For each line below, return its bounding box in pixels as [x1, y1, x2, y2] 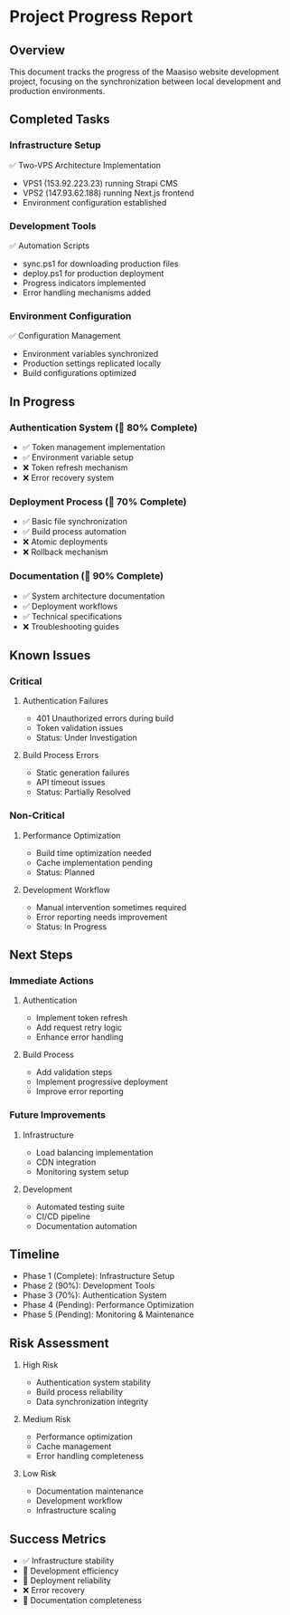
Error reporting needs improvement [35, 911, 168, 922]
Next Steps [9, 947, 73, 962]
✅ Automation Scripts [9, 240, 90, 251]
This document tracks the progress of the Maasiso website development [9, 66, 280, 77]
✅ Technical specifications [22, 610, 123, 621]
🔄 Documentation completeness [22, 1594, 143, 1605]
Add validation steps [35, 1067, 113, 1078]
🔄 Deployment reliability [22, 1574, 111, 1586]
